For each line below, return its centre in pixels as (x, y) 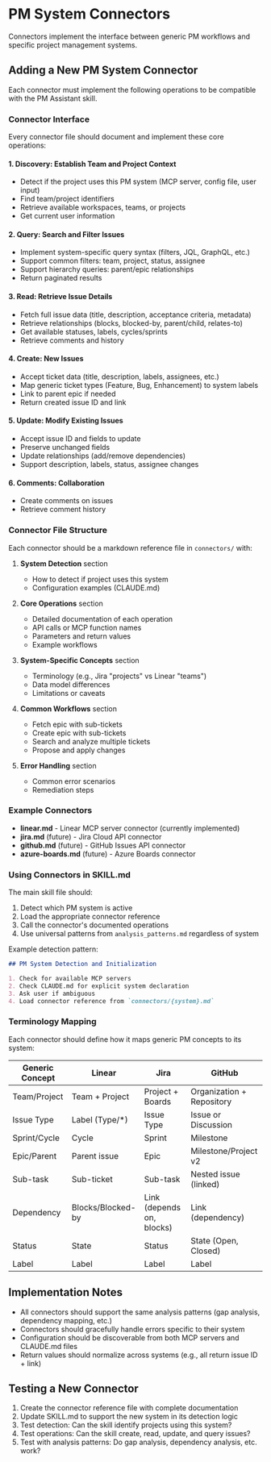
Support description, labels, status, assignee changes (109, 464)
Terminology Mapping (52, 1022)
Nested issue (215, 1174)
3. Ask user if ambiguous (52, 993)
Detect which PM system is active (76, 908)
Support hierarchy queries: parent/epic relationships (107, 269)
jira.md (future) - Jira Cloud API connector (91, 836)
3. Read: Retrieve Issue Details (60, 297)
